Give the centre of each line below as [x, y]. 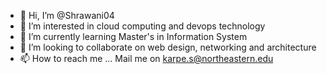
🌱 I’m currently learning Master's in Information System [133, 36]
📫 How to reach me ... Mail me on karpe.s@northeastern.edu [146, 58]
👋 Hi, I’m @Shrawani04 [67, 15]
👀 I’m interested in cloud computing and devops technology [142, 26]
